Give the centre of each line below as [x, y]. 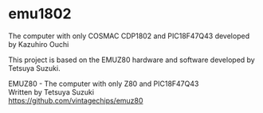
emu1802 [40, 14]
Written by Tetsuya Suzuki [51, 92]
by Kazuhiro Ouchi [39, 44]
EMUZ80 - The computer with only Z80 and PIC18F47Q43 [104, 84]
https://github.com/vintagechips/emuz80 [76, 100]
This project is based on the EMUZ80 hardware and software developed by [131, 60]
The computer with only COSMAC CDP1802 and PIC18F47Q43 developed [129, 36]
